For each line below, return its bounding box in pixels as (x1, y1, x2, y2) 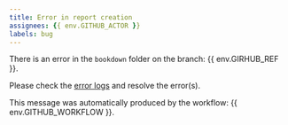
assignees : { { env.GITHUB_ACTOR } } (9, 21, 141, 30)
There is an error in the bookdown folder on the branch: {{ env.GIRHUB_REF (9, 54, 279, 65)
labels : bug (9, 29, 53, 38)
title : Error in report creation (9, 12, 133, 22)
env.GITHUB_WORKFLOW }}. (9, 107, 115, 118)
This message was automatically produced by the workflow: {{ (9, 98, 237, 108)
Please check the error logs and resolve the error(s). (9, 81, 201, 91)
